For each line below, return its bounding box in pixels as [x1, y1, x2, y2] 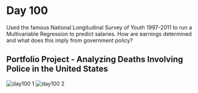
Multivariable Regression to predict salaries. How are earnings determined [6, 30, 193, 37]
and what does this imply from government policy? [6, 36, 134, 44]
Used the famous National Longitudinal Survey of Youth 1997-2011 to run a [6, 24, 193, 31]
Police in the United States [6, 64, 108, 74]
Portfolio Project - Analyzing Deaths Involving [6, 54, 183, 64]
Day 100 [6, 4, 49, 18]
